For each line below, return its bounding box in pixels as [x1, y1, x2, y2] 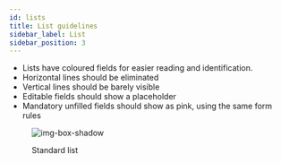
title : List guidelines [9, 21, 98, 30]
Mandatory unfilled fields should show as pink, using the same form [21, 100, 273, 112]
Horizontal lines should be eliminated [21, 73, 159, 83]
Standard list [31, 145, 79, 156]
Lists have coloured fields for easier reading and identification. [21, 63, 253, 73]
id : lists [9, 13, 47, 22]
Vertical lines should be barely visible [21, 81, 160, 92]
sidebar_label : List [9, 30, 87, 39]
